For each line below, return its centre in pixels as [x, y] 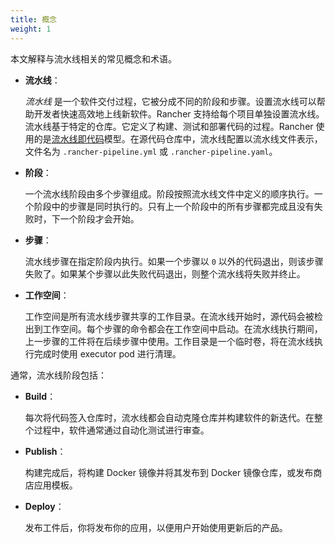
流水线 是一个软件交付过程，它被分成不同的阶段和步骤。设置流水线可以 [170, 101]
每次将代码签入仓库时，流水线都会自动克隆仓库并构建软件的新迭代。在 [169, 417]
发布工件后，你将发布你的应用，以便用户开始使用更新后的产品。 [156, 527]
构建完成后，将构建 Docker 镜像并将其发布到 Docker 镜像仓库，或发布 [169, 472]
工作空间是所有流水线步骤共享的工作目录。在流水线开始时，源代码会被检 [173, 316]
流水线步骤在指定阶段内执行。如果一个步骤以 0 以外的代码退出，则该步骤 [174, 261]
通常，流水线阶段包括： [58, 375]
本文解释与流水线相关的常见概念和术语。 [93, 58]
